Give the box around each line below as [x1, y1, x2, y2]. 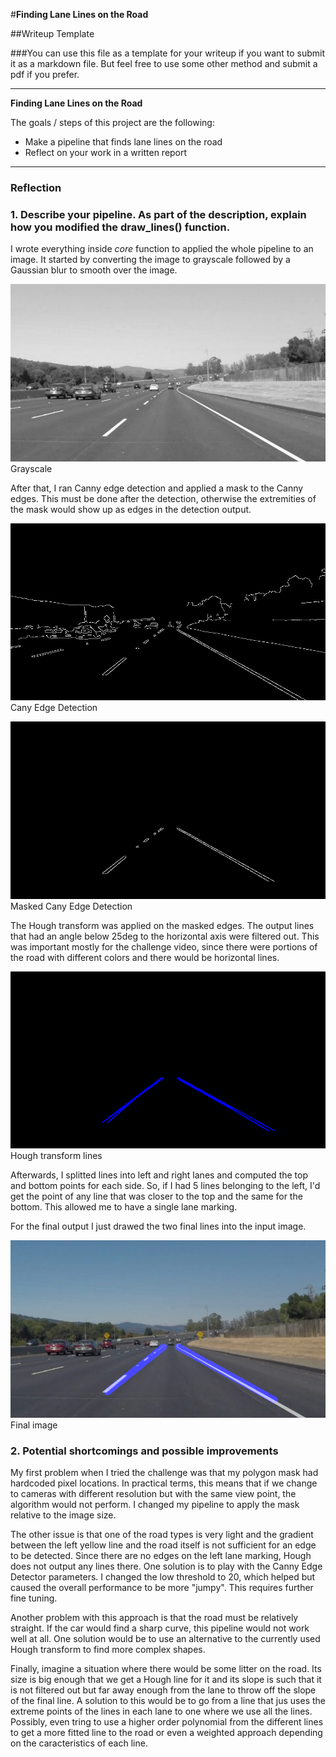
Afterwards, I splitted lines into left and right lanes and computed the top [10, 1169, 308, 1181]
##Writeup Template [10, 28, 95, 39]
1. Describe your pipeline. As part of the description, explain [10, 207, 307, 221]
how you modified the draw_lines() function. [10, 220, 231, 234]
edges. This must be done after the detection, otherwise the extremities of [10, 492, 317, 504]
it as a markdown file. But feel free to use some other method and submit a [10, 58, 318, 69]
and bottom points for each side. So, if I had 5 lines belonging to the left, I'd [10, 1180, 321, 1192]
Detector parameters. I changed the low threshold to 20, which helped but [10, 1571, 316, 1583]
